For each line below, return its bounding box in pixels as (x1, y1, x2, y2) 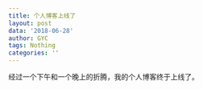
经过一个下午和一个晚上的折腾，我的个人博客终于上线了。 (8, 72, 199, 81)
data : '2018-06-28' (8, 26, 74, 34)
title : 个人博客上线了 (8, 11, 77, 20)
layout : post (8, 19, 52, 27)
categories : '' (8, 49, 60, 57)
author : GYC (8, 34, 48, 42)
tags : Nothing (8, 42, 56, 50)
